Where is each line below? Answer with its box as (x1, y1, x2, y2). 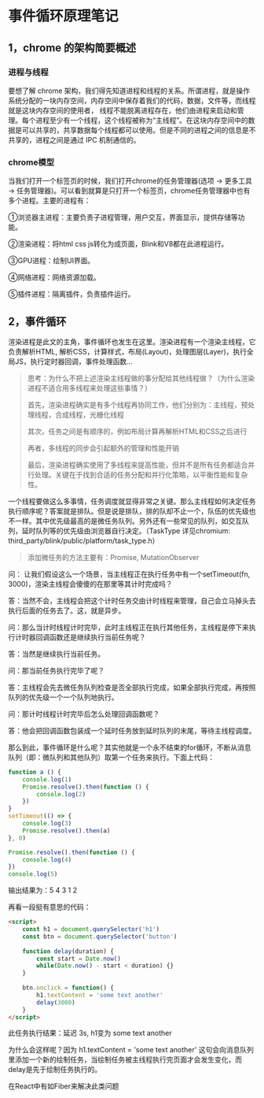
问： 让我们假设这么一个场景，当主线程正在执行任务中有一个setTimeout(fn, (8, 569, 251, 579)
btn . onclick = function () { (22, 984, 114, 992)
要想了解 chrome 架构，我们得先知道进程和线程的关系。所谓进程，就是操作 (8, 86, 251, 95)
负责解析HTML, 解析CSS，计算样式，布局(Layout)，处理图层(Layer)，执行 (8, 347, 247, 356)
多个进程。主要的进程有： (8, 196, 91, 206)
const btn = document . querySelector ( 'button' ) (22, 933, 178, 940)
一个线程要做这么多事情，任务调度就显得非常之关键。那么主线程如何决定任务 (8, 496, 256, 506)
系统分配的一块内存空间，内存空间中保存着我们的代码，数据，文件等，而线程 (8, 95, 256, 105)
